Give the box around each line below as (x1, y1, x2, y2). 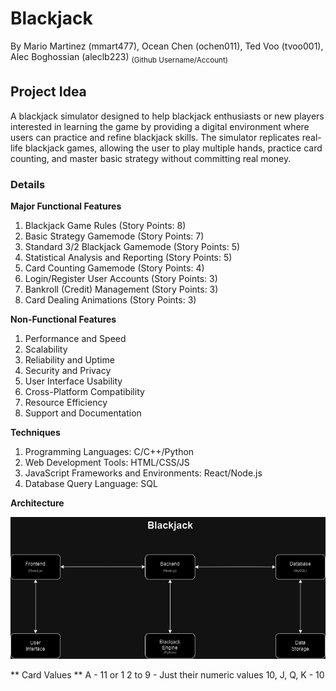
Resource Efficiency (24, 397, 108, 409)
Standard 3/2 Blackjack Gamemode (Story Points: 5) (24, 241, 241, 253)
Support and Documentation (24, 407, 142, 419)
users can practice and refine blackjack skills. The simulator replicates (10, 131, 300, 143)
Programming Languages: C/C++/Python (24, 446, 195, 458)
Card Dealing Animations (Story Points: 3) (24, 294, 197, 306)
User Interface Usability (24, 375, 123, 387)
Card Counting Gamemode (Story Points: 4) (24, 262, 205, 274)
